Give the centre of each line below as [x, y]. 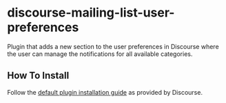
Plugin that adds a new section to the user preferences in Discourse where [113, 46]
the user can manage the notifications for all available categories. [100, 54]
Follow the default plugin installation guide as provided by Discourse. [105, 92]
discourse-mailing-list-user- [91, 13]
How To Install [38, 76]
